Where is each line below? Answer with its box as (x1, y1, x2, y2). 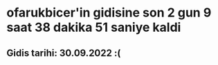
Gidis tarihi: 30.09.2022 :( (6, 47, 121, 59)
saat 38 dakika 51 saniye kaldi (6, 19, 181, 35)
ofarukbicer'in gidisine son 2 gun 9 (6, 5, 212, 21)
